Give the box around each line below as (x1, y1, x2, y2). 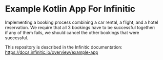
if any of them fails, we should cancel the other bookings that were (5, 30, 140, 35)
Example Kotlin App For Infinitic (5, 3, 136, 15)
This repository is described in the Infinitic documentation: (5, 44, 122, 50)
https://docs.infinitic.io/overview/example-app (5, 49, 99, 55)
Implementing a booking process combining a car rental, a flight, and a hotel (5, 19, 159, 25)
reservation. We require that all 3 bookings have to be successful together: (5, 24, 155, 30)
